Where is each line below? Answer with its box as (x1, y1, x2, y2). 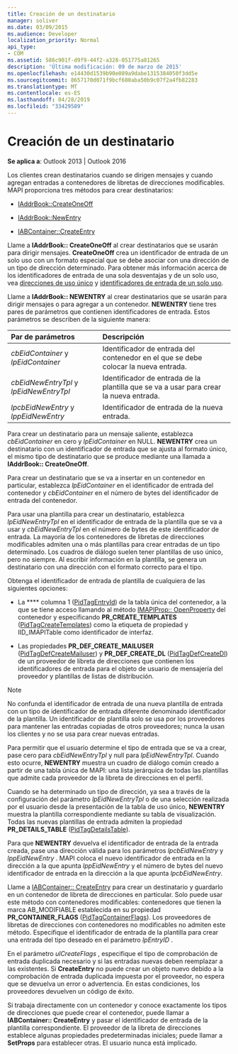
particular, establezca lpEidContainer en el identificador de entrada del (7, 481, 214, 489)
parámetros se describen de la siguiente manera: (7, 315, 151, 323)
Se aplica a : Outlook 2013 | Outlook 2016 (7, 157, 126, 165)
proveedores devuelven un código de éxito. (7, 987, 135, 995)
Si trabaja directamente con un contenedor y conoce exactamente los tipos (7, 1001, 227, 1009)
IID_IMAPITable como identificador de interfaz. (17, 628, 154, 636)
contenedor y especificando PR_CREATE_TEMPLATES (17, 612, 177, 621)
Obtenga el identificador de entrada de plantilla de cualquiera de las (7, 576, 205, 585)
